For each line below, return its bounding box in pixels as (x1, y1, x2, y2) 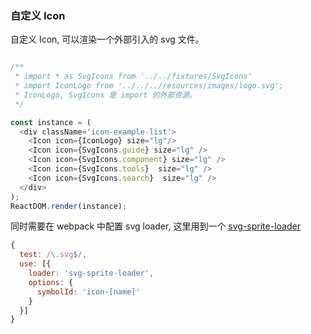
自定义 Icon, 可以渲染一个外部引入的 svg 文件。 (10, 33, 205, 46)
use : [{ (19, 259, 52, 269)
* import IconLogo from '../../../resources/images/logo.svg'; (14, 81, 284, 91)
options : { (28, 277, 74, 287)
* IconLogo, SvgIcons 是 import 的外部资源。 (14, 90, 197, 100)
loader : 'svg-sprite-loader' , (28, 268, 155, 279)
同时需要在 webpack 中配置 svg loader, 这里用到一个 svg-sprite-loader (10, 220, 301, 232)
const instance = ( (10, 117, 92, 127)
